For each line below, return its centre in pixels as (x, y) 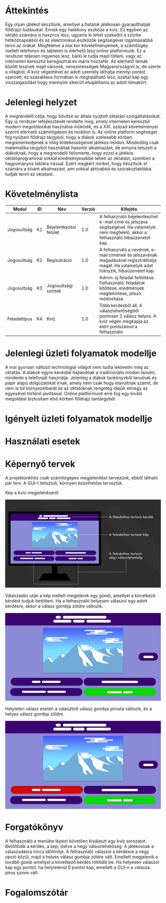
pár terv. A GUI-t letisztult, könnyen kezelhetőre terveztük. (64, 483)
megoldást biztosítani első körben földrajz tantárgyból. (61, 399)
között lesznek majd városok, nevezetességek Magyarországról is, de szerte (83, 66)
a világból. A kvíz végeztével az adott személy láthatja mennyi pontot (75, 71)
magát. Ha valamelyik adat (126, 265)
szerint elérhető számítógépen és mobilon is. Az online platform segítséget (81, 132)
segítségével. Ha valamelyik (128, 227)
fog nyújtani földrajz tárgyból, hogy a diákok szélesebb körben (69, 137)
